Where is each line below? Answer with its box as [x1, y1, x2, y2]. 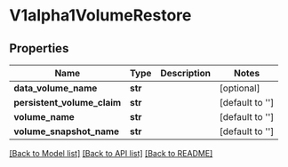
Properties [9, 41, 69, 56]
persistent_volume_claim [13, 97, 122, 108]
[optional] [219, 82, 260, 94]
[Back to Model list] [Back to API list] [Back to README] [9, 148, 213, 158]
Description [159, 68, 212, 79]
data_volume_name [13, 82, 98, 94]
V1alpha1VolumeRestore [9, 5, 192, 26]
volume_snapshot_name [13, 125, 120, 138]
